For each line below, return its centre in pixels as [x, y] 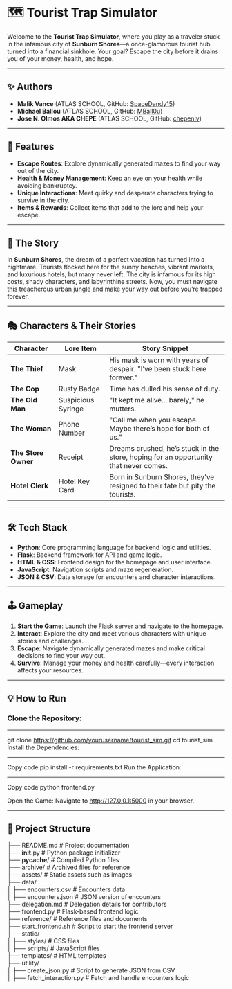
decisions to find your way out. [61, 655]
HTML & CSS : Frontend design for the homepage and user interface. [115, 562]
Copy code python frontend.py [51, 787]
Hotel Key [74, 481]
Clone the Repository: [45, 718]
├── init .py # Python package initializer [64, 853]
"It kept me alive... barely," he [157, 400]
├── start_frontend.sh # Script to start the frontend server [90, 926]
